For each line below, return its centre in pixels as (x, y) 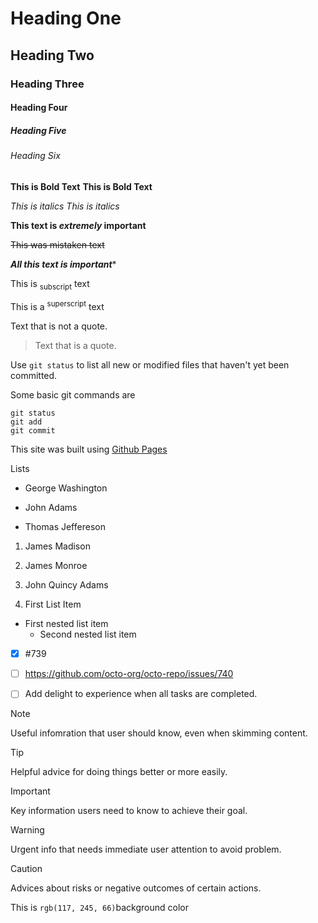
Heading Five (38, 130)
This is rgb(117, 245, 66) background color (99, 908)
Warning (27, 830)
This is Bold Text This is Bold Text (81, 186)
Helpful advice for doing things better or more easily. (119, 772)
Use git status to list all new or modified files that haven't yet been (150, 365)
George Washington (66, 488)
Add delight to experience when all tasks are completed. (141, 694)
